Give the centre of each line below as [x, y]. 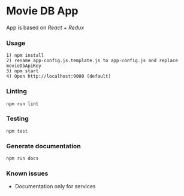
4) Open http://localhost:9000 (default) [59, 76]
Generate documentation [43, 146]
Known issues [27, 173]
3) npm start [22, 71]
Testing [17, 119]
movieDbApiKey [24, 66]
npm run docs [22, 159]
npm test [17, 131]
